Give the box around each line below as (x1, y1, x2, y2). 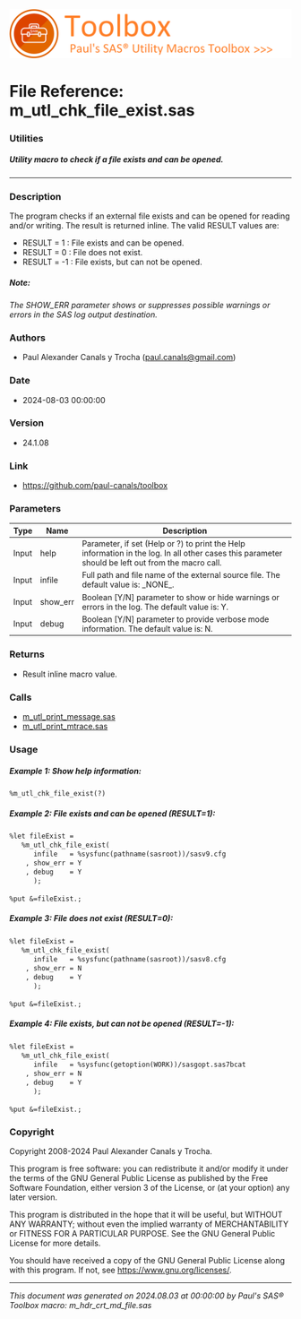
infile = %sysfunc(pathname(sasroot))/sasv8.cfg (32, 954, 227, 963)
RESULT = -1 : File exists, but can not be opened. (21, 256, 203, 267)
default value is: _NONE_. (82, 579, 175, 591)
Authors (9, 332, 47, 344)
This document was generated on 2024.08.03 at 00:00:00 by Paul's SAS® (9, 1290, 284, 1301)
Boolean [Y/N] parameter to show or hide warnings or (82, 591, 280, 602)
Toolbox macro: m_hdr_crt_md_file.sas (9, 1300, 152, 1311)
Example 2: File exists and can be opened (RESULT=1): (9, 807, 216, 819)
